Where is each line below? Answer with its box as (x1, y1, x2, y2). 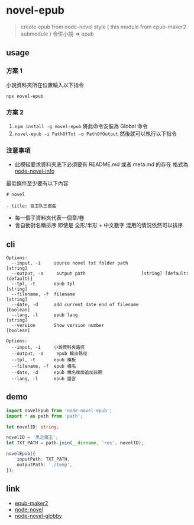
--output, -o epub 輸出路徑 (11, 351, 88, 357)
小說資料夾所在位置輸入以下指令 (6, 81, 84, 88)
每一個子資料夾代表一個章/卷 (14, 214, 85, 221)
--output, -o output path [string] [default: (11, 271, 189, 276)
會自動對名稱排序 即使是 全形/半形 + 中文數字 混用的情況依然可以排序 (14, 222, 183, 229)
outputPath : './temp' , (17, 462, 73, 467)
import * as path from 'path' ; (6, 413, 83, 419)
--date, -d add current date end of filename (11, 302, 139, 308)
